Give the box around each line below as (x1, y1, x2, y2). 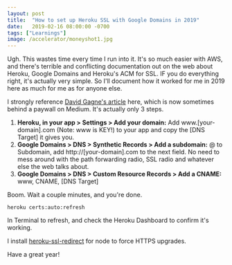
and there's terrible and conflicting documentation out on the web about (7, 62, 213, 71)
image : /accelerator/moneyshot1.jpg (7, 36, 113, 43)
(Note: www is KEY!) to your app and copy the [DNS (56, 126, 206, 134)
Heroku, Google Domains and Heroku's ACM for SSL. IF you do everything (7, 70, 220, 78)
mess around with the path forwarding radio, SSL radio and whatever (17, 155, 215, 163)
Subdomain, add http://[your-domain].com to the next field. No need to (17, 148, 220, 156)
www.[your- (181, 118, 215, 127)
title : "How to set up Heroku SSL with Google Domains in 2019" (7, 17, 199, 24)
